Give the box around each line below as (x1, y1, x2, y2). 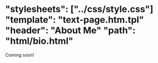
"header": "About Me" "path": (5, 25, 136, 36)
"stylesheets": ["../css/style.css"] (5, 3, 153, 15)
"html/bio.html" (5, 35, 74, 47)
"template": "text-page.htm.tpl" (5, 14, 144, 25)
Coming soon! (5, 51, 34, 58)
